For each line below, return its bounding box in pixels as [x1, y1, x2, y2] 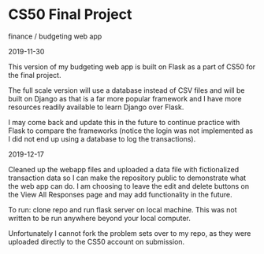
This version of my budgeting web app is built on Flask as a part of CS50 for [8, 61, 256, 72]
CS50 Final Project [8, 6, 132, 24]
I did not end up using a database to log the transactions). [8, 134, 196, 143]
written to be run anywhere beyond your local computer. [8, 213, 191, 223]
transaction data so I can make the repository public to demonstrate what [8, 173, 247, 182]
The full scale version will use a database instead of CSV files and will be [8, 85, 245, 95]
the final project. [8, 70, 61, 79]
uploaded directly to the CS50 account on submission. [8, 237, 185, 246]
